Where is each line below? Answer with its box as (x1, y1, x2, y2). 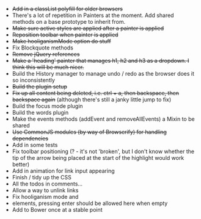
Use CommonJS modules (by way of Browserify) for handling (12, 128, 167, 135)
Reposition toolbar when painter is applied (12, 31, 119, 38)
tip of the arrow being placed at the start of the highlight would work (12, 154, 185, 161)
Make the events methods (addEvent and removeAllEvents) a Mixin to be (12, 115, 195, 123)
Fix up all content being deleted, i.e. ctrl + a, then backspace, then (12, 90, 179, 96)
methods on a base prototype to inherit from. (12, 18, 126, 25)
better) (12, 161, 30, 168)
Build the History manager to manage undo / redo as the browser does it (12, 70, 194, 77)
